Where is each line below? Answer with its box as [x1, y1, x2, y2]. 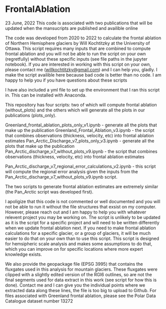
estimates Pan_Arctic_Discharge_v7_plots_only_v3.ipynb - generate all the [5, 138, 155, 144]
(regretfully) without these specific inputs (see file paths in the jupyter [5, 56, 148, 62]
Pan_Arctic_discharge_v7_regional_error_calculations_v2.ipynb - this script [5, 163, 156, 169]
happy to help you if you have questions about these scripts [5, 77, 127, 83]
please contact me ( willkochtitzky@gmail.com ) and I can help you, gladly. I [5, 66, 158, 73]
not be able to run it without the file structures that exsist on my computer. [5, 204, 157, 209]
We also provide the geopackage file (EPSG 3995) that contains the [5, 261, 143, 267]
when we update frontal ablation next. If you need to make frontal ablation [5, 225, 156, 231]
